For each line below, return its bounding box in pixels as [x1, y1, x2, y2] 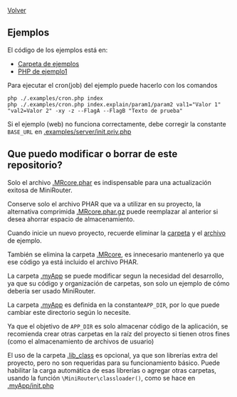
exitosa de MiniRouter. [7, 186, 73, 194]
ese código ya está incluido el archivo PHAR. [7, 257, 139, 266]
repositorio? [7, 159, 63, 171]
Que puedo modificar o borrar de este [7, 148, 178, 160]
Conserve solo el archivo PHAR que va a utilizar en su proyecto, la [7, 199, 201, 208]
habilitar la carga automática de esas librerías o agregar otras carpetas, [7, 366, 217, 374]
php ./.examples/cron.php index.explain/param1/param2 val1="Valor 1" [7, 101, 221, 108]
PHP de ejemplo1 [17, 67, 68, 76]
